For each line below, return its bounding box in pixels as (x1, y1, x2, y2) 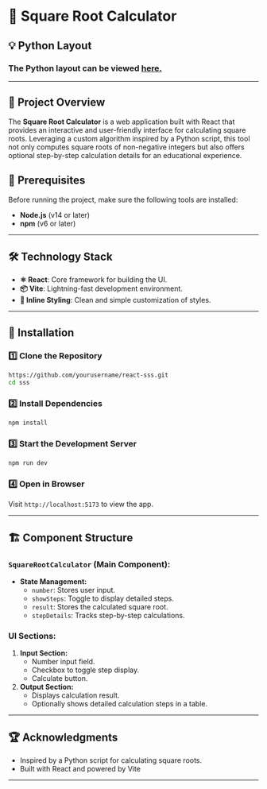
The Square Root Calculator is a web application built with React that (8, 117, 235, 126)
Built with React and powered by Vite (19, 764, 141, 774)
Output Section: (19, 683, 74, 692)
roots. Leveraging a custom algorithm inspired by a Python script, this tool (8, 133, 250, 143)
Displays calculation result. (31, 690, 120, 700)
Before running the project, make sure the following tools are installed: (8, 195, 238, 204)
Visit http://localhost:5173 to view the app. (8, 500, 153, 509)
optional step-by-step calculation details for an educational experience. (8, 150, 242, 160)
